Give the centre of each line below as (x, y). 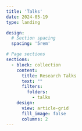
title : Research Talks (49, 76)
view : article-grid (45, 108)
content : (27, 70)
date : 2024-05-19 (27, 17)
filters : (32, 87)
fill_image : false (44, 114)
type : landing (23, 22)
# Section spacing (34, 38)
